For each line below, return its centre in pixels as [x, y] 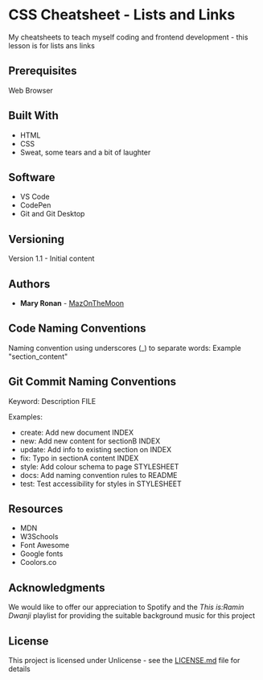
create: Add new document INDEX [77, 432]
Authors [29, 284]
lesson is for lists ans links [51, 45]
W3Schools [39, 537]
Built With [33, 115]
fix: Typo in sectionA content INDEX [79, 458]
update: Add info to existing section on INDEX [96, 449]
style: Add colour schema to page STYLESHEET [99, 466]
